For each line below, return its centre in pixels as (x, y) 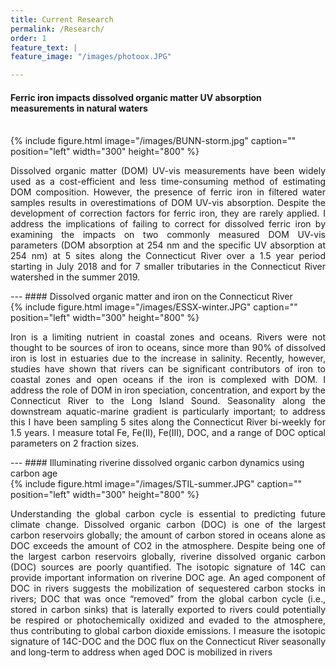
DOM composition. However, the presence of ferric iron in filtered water (168, 192)
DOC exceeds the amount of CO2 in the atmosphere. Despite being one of (168, 546)
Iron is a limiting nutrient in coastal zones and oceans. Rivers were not (168, 337)
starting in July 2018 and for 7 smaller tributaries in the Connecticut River (168, 267)
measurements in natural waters (79, 108)
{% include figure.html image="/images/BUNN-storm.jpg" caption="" (153, 141)
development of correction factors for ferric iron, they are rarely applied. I (168, 213)
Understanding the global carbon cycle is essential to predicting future (168, 514)
